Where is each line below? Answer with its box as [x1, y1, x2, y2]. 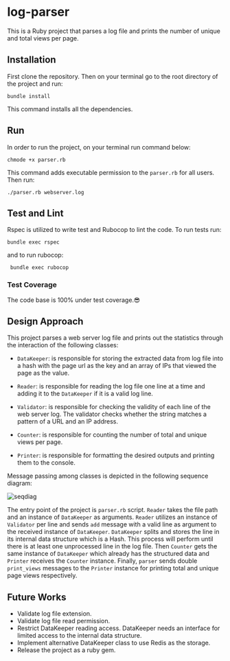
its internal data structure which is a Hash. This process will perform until [7, 535, 214, 543]
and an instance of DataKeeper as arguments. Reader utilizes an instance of [7, 513, 218, 522]
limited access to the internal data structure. [16, 631, 142, 640]
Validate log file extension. [16, 610, 92, 618]
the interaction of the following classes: [7, 341, 119, 349]
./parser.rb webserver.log [7, 189, 84, 196]
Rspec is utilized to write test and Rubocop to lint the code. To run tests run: [7, 226, 222, 234]
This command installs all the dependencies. [7, 104, 133, 113]
